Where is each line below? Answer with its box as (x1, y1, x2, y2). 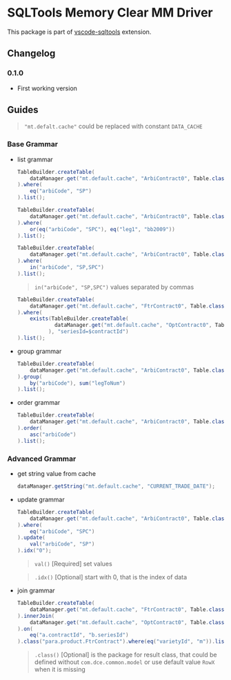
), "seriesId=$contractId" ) (48, 328, 129, 335)
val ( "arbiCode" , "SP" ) (30, 541, 95, 548)
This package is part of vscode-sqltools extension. (7, 28, 152, 36)
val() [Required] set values (34, 560, 112, 568)
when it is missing (34, 666, 86, 674)
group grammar (17, 347, 62, 355)
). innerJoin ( (17, 612, 55, 619)
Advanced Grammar (7, 454, 77, 463)
